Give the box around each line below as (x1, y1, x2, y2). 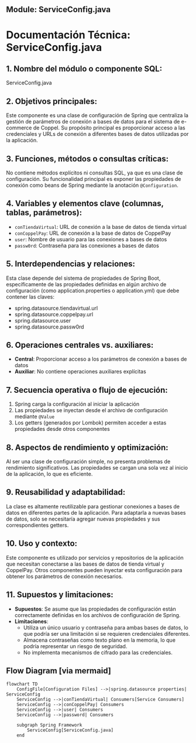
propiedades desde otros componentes (14, 426, 110, 433)
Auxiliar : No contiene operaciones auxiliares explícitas (14, 368, 146, 375)
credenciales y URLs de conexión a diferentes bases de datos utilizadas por (6, 131, 189, 138)
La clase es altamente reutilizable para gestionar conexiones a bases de (6, 503, 180, 510)
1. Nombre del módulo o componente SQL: (6, 64, 163, 74)
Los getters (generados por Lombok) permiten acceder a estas (14, 419, 167, 426)
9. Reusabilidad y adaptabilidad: (6, 487, 126, 497)
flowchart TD (6, 682, 38, 687)
